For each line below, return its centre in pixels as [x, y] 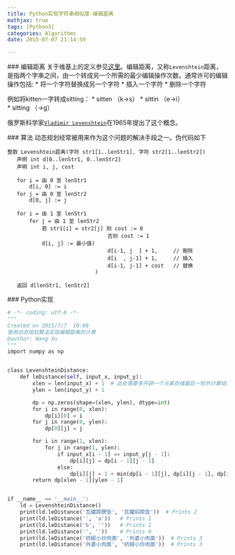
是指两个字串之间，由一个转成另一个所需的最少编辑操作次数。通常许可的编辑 [117, 76]
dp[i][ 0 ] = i [63, 416]
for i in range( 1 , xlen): [70, 442]
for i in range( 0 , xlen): [70, 409]
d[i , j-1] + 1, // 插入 [150, 259]
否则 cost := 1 [128, 236]
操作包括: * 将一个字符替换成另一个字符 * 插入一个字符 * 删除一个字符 [107, 84]
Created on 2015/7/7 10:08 [48, 325]
